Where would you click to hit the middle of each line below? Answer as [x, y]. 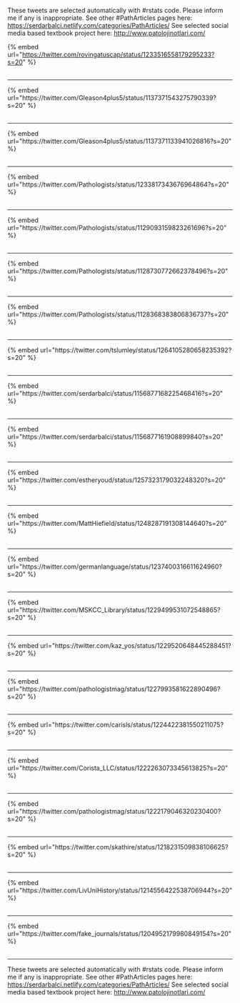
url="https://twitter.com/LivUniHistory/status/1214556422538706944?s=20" [120, 890]
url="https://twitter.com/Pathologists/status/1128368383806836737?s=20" [118, 314]
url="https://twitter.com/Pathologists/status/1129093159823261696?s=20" [117, 228]
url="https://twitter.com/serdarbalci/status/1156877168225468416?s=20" [115, 393]
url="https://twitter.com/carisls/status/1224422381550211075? [132, 725]
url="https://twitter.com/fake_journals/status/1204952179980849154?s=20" [120, 934]
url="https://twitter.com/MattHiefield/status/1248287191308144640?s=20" [117, 523]
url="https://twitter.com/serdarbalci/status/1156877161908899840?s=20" [115, 436]
